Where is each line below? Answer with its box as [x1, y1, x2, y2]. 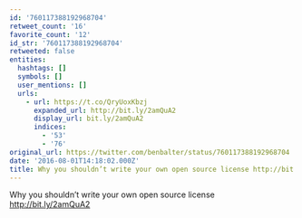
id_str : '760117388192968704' [9, 38, 124, 48]
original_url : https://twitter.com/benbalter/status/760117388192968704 [9, 147, 290, 156]
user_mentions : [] [17, 81, 88, 90]
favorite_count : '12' [9, 30, 92, 39]
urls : [17, 89, 39, 98]
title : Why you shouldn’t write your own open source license [9, 165, 249, 174]
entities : [9, 55, 47, 64]
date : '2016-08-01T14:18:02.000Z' [9, 156, 141, 166]
